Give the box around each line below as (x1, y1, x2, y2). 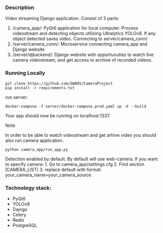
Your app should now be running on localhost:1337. (5, 112, 110, 119)
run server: (5, 94, 28, 100)
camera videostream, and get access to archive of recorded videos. (12, 57, 152, 63)
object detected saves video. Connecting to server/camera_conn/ (12, 36, 148, 42)
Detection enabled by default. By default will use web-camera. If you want (5, 156, 158, 162)
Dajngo (12, 206, 27, 212)
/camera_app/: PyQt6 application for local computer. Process (12, 25, 138, 31)
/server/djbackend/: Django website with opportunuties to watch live (12, 52, 154, 58)
